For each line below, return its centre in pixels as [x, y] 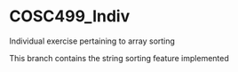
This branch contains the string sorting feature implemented [119, 58]
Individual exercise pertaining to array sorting [92, 41]
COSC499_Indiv [70, 16]
